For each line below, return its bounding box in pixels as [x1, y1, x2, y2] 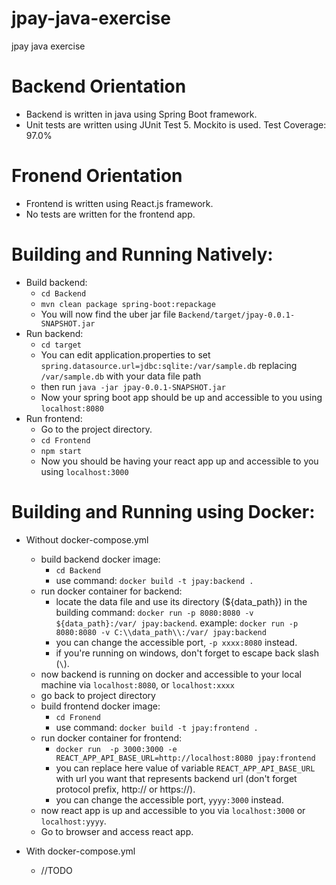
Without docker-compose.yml [25, 533, 149, 546]
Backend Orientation [11, 75, 187, 98]
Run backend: [25, 327, 84, 339]
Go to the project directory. [40, 423, 153, 435]
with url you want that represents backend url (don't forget [55, 772, 298, 784]
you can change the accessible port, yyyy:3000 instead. [55, 793, 284, 806]
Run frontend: [25, 412, 83, 424]
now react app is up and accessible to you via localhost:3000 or [40, 804, 306, 816]
